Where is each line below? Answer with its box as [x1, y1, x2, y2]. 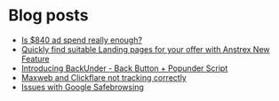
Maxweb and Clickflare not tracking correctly [20, 72, 187, 82]
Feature [20, 53, 50, 64]
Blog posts [8, 5, 89, 26]
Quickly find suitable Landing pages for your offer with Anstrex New [20, 43, 270, 54]
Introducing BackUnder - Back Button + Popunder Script [20, 63, 228, 74]
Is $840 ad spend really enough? [20, 35, 143, 45]
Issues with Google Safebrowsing [20, 82, 144, 92]
